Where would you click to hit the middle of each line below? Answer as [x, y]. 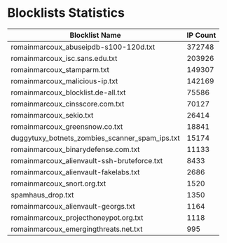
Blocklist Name [95, 35]
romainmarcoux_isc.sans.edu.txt [64, 58]
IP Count [201, 35]
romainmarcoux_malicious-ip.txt [64, 81]
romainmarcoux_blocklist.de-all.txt [68, 92]
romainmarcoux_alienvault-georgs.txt [73, 206]
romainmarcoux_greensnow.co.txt [67, 126]
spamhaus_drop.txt [42, 195]
